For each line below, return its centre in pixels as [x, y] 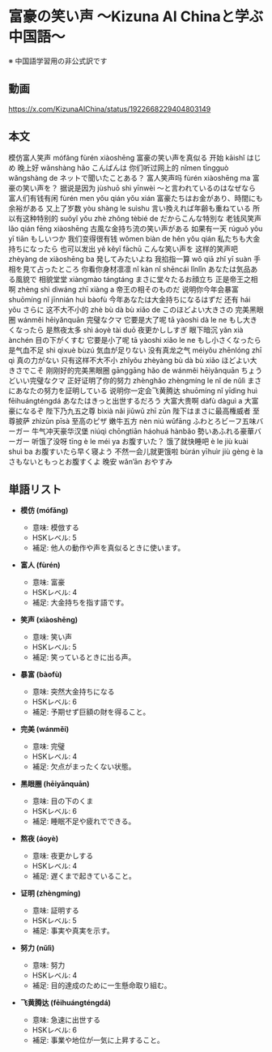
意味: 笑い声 [52, 637]
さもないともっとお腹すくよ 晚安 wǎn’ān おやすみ [91, 461]
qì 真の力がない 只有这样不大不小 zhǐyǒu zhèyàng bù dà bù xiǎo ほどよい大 [133, 360]
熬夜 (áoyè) [39, 839]
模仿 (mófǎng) [44, 511]
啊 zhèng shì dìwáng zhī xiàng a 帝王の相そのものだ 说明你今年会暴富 [123, 289]
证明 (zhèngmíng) [50, 893]
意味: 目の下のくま [63, 801]
